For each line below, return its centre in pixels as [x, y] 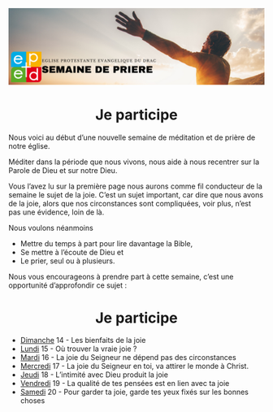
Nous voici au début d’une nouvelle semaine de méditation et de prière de [132, 137]
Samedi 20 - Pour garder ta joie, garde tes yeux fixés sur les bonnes [134, 392]
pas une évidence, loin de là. [56, 212]
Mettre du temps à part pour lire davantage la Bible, [106, 243]
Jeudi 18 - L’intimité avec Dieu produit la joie [94, 375]
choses [32, 401]
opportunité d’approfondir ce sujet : [68, 285]
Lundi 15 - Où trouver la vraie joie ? [78, 349]
